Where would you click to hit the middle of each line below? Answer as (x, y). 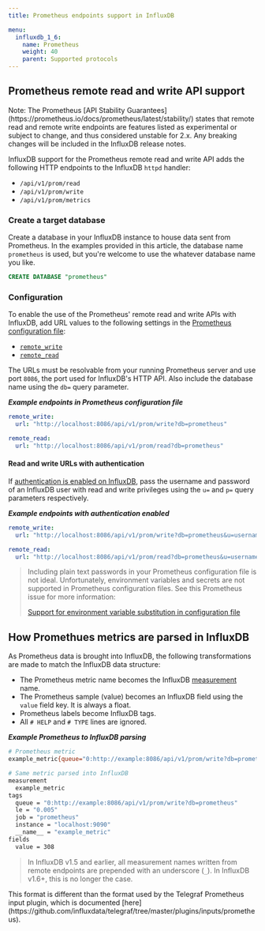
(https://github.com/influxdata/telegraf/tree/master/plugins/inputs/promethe (132, 910)
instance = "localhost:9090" (63, 825)
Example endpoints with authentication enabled (89, 513)
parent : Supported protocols (70, 59)
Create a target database (57, 220)
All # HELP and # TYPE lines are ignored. (83, 722)
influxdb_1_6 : (38, 37)
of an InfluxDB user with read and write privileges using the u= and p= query (131, 489)
